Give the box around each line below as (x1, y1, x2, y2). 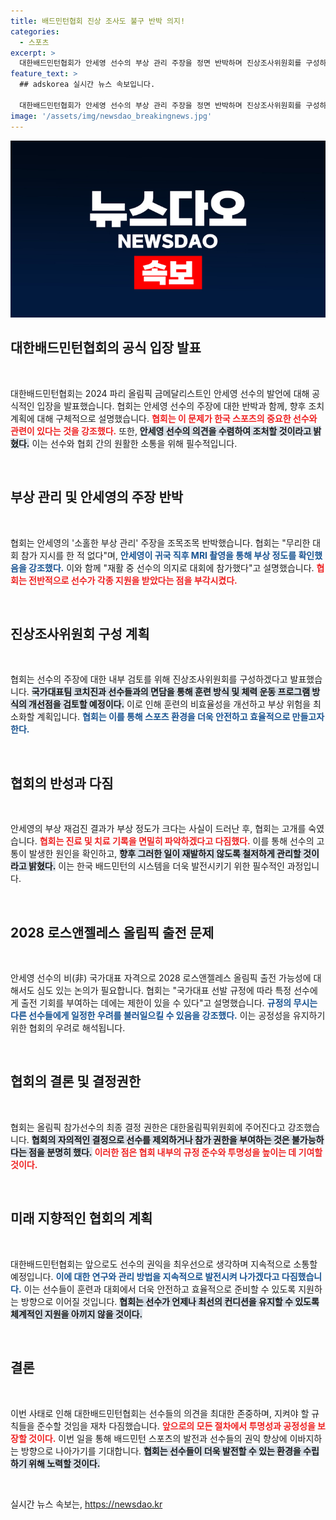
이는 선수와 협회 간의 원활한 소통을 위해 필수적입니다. (31, 437, 238, 449)
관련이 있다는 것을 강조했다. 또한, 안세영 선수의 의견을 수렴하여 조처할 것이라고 (10, 425, 312, 437)
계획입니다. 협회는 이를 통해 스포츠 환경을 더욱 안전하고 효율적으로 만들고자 (36, 711, 325, 723)
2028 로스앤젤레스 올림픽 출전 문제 (10, 924, 215, 941)
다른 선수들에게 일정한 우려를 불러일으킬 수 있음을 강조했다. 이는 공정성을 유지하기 (10, 1010, 326, 1022)
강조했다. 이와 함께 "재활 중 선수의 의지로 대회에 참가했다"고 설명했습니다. (28, 561, 315, 574)
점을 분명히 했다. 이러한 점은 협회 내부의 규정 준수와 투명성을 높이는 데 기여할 (28, 1146, 323, 1158)
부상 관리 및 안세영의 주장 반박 (10, 489, 184, 506)
